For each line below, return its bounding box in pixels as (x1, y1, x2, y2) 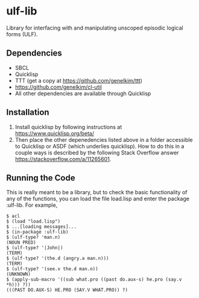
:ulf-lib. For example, (6, 201, 58, 209)
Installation (6, 107, 49, 118)
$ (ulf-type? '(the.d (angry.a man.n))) (6, 255, 110, 262)
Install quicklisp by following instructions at (14, 123, 122, 130)
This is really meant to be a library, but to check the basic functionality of (6, 189, 188, 196)
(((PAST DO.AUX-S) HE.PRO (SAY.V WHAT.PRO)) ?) (6, 287, 128, 293)
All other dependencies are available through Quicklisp (14, 89, 151, 97)
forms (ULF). (6, 30, 38, 37)
